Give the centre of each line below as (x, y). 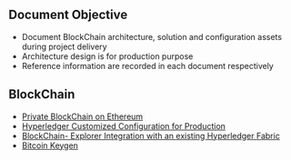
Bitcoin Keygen (50, 145)
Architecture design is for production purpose (107, 56)
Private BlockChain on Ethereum (82, 116)
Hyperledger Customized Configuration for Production (124, 125)
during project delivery (64, 46)
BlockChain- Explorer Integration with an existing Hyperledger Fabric (151, 135)
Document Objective (68, 15)
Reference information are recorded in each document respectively (147, 65)
